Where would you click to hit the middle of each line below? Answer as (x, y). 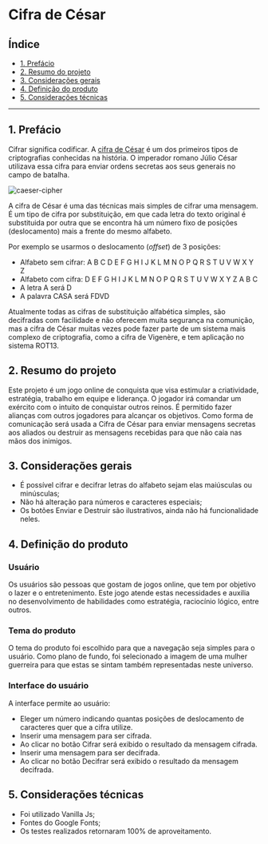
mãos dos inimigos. (40, 440)
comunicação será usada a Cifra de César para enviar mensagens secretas (132, 424)
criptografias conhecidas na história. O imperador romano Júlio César (123, 157)
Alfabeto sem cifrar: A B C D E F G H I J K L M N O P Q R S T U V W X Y (136, 262)
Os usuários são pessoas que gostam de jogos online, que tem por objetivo (132, 584)
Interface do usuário (49, 686)
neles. (30, 519)
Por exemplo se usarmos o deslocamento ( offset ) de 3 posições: (114, 246)
